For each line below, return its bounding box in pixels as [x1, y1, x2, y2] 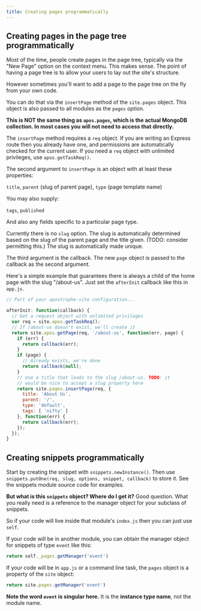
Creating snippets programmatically [6, 453, 145, 463]
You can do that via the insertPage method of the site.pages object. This [6, 98, 187, 106]
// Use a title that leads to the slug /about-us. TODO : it [17, 375, 170, 381]
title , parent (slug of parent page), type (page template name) [6, 184, 163, 191]
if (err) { [17, 336, 44, 342]
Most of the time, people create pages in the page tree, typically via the [6, 56, 183, 64]
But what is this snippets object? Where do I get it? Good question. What [6, 493, 188, 500]
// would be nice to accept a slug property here [17, 380, 144, 386]
